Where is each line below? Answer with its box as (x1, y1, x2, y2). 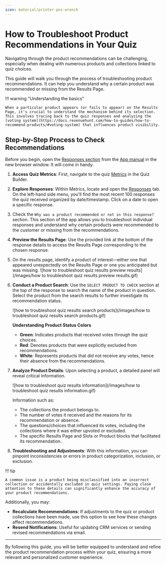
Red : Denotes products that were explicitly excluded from (19, 342, 137, 348)
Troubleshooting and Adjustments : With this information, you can (12, 448, 148, 454)
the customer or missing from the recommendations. (12, 227, 120, 233)
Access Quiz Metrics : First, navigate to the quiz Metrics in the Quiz (12, 171, 150, 177)
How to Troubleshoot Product (5, 28, 128, 40)
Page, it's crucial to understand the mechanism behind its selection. (5, 109, 156, 114)
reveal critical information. (12, 373, 66, 379)
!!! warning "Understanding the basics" (5, 95, 84, 101)
